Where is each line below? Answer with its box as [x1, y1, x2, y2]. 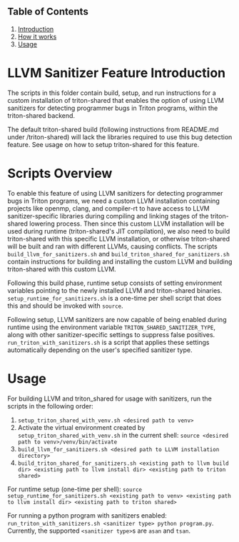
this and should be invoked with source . [7, 301, 123, 310]
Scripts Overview [7, 165, 113, 181]
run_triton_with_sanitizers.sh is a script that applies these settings [7, 338, 210, 346]
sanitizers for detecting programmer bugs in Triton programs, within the [7, 104, 218, 112]
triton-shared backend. [7, 111, 76, 120]
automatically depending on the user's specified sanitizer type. [7, 346, 193, 354]
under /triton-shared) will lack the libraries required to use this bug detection [7, 132, 233, 141]
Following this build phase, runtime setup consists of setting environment [7, 278, 223, 287]
